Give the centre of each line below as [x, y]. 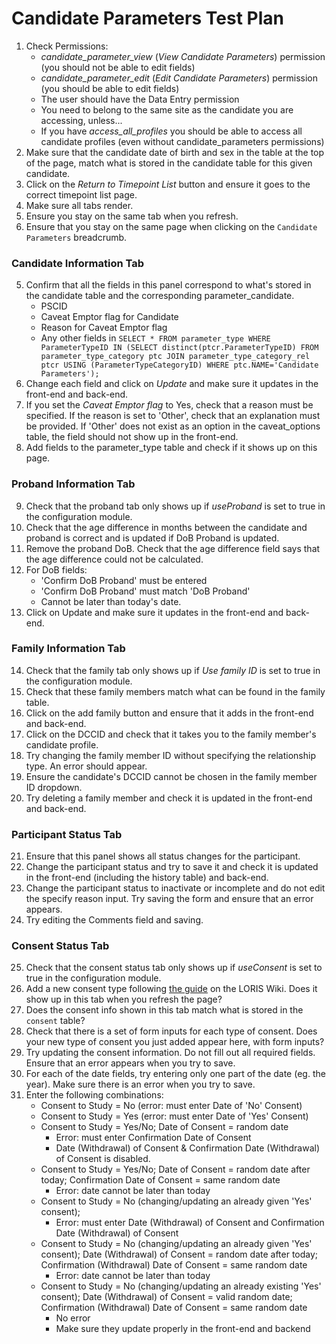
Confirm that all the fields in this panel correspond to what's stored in [168, 285]
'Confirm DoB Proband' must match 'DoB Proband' [145, 591]
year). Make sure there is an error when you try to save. [140, 1084]
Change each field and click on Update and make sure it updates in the [172, 384]
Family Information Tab [68, 649]
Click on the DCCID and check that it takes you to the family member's [171, 734]
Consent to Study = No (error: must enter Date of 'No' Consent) [171, 1106]
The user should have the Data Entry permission [140, 99]
